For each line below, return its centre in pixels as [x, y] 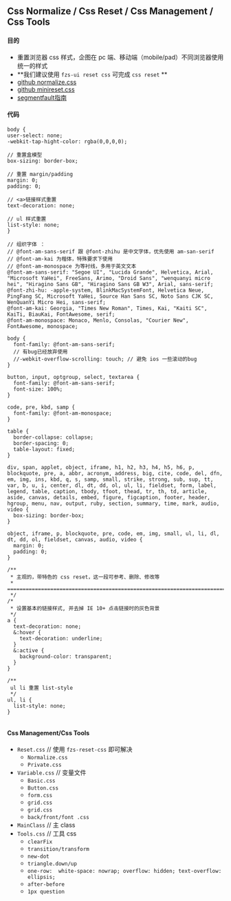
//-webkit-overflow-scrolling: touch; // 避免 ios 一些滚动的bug [105, 359]
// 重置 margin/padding [40, 174]
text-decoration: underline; [61, 638]
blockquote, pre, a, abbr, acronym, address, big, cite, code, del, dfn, [115, 473]
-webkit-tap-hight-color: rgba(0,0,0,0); [67, 141]
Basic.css [42, 781]
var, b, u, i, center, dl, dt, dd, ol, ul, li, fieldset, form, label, [112, 485]
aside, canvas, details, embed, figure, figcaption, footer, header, [109, 497]
